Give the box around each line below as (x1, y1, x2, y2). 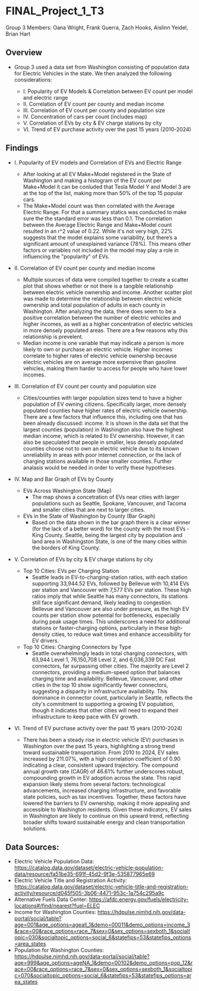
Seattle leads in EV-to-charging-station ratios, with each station (31, 573, 188, 581)
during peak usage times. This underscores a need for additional (31, 618, 191, 625)
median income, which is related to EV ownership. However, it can (23, 432, 185, 439)
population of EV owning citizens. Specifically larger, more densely (23, 400, 187, 407)
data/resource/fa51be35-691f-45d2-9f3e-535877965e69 (14, 870, 155, 878)
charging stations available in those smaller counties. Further (23, 458, 172, 465)
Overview (5, 48, 43, 58)
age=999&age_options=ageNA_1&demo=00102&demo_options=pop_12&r (14, 959, 193, 967)
